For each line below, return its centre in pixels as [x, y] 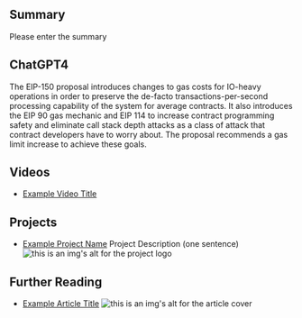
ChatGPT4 [39, 65]
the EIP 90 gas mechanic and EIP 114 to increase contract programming [142, 115]
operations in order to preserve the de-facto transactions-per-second [139, 96]
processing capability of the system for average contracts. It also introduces [151, 105]
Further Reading [56, 282]
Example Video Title [59, 194]
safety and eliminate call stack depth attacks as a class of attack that [137, 124]
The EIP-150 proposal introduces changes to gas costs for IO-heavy [135, 86]
